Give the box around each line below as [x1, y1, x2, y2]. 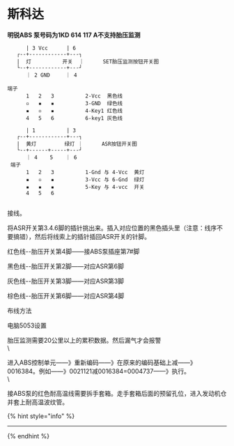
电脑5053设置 [7, 321, 47, 330]
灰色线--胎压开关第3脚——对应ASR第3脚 [7, 277, 124, 285]
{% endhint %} [7, 431, 50, 440]
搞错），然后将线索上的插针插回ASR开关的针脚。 [13, 232, 151, 240]
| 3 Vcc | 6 [25, 45, 77, 52]
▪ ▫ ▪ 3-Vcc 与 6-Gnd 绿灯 [25, 176, 145, 183]
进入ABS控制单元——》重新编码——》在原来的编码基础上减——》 [7, 358, 196, 367]
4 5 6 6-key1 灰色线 [25, 114, 123, 122]
